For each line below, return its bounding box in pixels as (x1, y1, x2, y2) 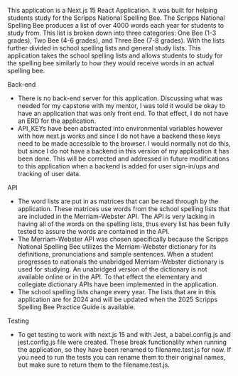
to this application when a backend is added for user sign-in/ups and (17, 162, 220, 170)
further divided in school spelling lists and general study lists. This (7, 44, 201, 52)
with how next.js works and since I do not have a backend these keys (17, 131, 221, 140)
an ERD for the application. (17, 117, 97, 125)
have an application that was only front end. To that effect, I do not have (17, 109, 229, 117)
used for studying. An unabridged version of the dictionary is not (17, 265, 207, 273)
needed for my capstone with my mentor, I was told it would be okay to (17, 102, 226, 109)
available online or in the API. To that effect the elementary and (17, 273, 202, 281)
